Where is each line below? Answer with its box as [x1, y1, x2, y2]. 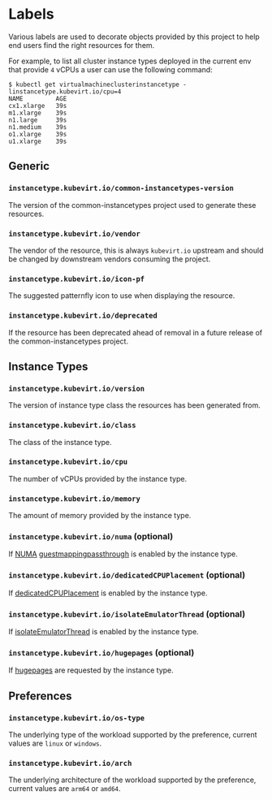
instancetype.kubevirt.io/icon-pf [8, 274, 145, 283]
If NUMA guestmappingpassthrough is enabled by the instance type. [8, 549, 238, 559]
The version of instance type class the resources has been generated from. [8, 400, 261, 410]
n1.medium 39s [8, 123, 67, 131]
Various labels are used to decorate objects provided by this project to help [8, 32, 260, 41]
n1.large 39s [8, 115, 67, 124]
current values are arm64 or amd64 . [8, 784, 121, 794]
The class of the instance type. [8, 437, 112, 447]
